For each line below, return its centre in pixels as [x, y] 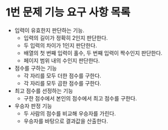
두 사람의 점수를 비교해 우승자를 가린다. [70, 113]
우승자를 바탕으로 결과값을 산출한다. [66, 121]
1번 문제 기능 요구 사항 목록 [68, 12]
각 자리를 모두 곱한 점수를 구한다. [62, 83]
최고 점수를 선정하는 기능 [44, 91]
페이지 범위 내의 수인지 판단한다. [62, 60]
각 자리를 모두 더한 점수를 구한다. [62, 76]
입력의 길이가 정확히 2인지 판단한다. [66, 37]
